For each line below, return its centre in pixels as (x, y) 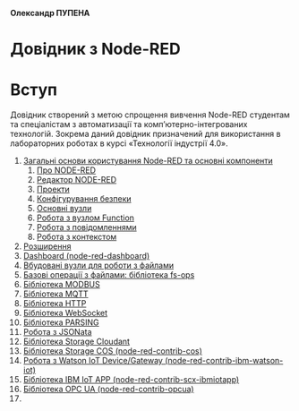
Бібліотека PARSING (61, 322)
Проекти (53, 189)
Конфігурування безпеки (84, 199)
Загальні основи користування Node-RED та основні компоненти (148, 161)
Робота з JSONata (57, 332)
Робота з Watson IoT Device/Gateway (93, 361)
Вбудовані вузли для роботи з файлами (98, 265)
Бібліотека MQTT (56, 294)
